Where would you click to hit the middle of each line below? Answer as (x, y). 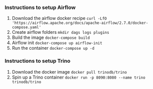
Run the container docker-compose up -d (53, 48)
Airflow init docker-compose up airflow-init (57, 43)
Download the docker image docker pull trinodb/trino (69, 72)
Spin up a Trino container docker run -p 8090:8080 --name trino (78, 77)
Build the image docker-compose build (51, 38)
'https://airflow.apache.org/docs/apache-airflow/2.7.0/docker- (80, 23)
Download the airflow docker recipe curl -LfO (59, 18)
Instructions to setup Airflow (40, 7)
